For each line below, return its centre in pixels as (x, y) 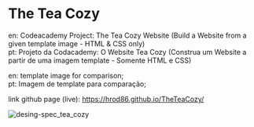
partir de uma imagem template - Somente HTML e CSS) (100, 60)
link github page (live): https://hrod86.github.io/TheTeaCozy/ (106, 99)
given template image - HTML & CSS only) (77, 43)
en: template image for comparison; (66, 75)
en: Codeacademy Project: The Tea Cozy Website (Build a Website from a (127, 35)
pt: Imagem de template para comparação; (77, 84)
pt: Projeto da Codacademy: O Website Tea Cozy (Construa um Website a (127, 52)
